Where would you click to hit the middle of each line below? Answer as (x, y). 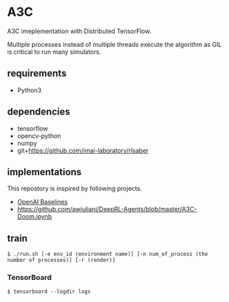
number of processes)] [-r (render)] (61, 260)
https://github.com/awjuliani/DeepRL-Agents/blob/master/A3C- (107, 209)
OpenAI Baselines (42, 202)
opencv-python (39, 136)
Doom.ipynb (34, 217)
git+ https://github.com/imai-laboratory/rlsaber (83, 150)
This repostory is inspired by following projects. (75, 189)
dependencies (39, 112)
